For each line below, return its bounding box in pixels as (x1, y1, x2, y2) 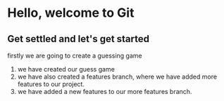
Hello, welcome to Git (7, 5, 135, 21)
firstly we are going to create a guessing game (7, 51, 142, 60)
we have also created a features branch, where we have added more (17, 72, 217, 81)
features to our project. (17, 80, 85, 88)
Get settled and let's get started (7, 33, 150, 45)
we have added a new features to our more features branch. (17, 88, 192, 95)
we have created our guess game (17, 65, 115, 73)
